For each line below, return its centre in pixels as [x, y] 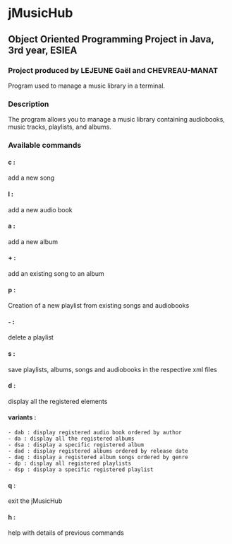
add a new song [31, 178]
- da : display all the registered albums [71, 439]
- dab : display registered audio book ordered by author [95, 432]
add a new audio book [40, 209]
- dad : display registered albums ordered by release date [98, 451]
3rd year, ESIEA [43, 50]
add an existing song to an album [56, 273]
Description [29, 104]
